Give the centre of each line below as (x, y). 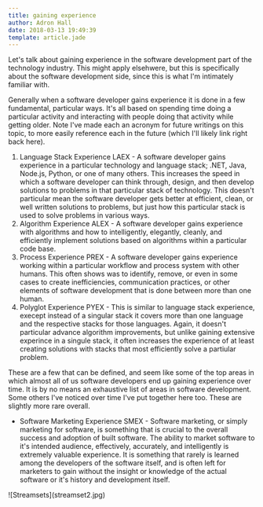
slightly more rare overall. (49, 406)
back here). (27, 141)
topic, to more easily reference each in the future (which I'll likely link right (128, 134)
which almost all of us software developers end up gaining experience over (130, 381)
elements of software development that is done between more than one (135, 291)
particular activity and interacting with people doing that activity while (121, 117)
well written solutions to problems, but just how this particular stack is (132, 207)
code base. (38, 249)
